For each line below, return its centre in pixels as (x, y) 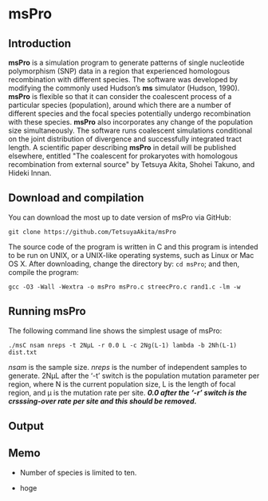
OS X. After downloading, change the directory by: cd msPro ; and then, (124, 264)
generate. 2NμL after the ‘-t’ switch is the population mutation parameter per (134, 376)
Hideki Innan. (30, 173)
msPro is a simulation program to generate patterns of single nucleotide (126, 62)
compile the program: (44, 272)
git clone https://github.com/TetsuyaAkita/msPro (93, 232)
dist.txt (23, 352)
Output (26, 426)
